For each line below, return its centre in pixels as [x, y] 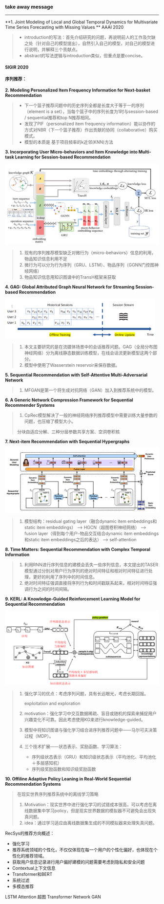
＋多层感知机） [47, 763]
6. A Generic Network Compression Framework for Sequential [69, 400]
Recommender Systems [30, 405]
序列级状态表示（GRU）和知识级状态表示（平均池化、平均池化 [94, 757]
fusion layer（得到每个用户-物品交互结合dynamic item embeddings [92, 533]
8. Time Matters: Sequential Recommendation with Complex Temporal [78, 549]
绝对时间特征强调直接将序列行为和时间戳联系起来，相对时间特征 [88, 583]
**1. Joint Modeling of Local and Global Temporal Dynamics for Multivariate [82, 22]
